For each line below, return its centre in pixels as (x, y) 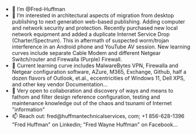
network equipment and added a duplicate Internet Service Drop (91, 34)
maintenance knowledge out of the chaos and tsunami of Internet (92, 103)
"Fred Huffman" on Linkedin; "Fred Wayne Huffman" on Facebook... (95, 125)
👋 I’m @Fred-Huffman (38, 9)
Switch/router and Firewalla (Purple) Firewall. (67, 59)
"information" (28, 110)
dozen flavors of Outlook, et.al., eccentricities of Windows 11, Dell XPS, (98, 78)
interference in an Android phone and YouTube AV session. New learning (101, 47)
